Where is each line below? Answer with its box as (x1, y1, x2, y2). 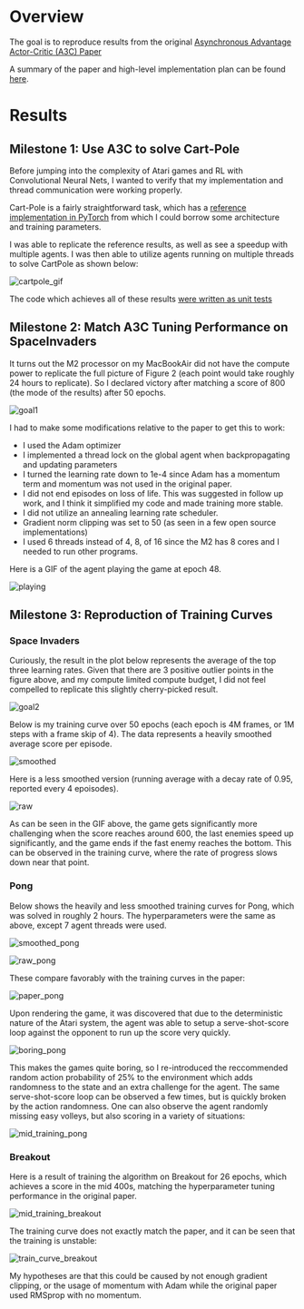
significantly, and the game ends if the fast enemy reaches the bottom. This (9, 838, 292, 849)
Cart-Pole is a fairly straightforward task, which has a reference (9, 202, 247, 212)
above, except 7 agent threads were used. (9, 920, 167, 930)
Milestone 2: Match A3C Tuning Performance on (9, 320, 289, 335)
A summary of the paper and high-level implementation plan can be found (9, 64, 286, 74)
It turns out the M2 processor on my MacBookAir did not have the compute (9, 358, 290, 369)
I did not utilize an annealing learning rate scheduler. (22, 507, 219, 518)
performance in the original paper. (9, 1191, 138, 1202)
